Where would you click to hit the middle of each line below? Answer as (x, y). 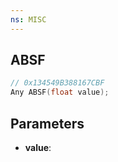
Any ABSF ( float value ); (60, 92)
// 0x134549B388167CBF (57, 83)
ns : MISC (28, 19)
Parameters (47, 123)
